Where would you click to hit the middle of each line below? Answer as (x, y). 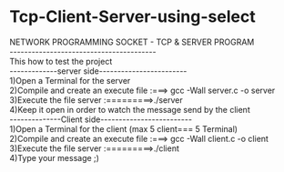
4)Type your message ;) (55, 157)
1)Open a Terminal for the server (70, 80)
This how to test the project (61, 61)
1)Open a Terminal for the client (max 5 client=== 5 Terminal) (124, 128)
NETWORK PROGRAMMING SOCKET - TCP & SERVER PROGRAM (132, 42)
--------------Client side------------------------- (101, 119)
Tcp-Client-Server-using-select (133, 17)
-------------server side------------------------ (98, 71)
